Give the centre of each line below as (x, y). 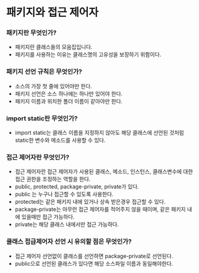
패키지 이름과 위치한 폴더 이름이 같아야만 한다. (69, 101)
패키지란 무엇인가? (32, 33)
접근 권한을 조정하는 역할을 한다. (53, 179)
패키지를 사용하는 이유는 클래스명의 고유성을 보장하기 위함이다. (88, 54)
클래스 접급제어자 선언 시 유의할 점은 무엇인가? (69, 242)
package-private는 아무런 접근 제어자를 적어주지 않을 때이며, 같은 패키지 (100, 210)
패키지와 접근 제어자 (53, 12)
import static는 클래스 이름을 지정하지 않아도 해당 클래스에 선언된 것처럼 (99, 133)
